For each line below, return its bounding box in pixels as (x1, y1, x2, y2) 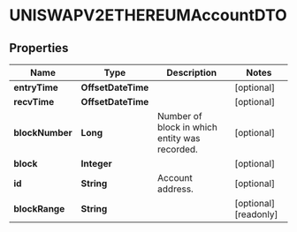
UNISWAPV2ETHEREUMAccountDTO (9, 5, 287, 26)
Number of (157, 110, 202, 122)
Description (166, 67, 217, 79)
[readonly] (233, 208, 278, 221)
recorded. (157, 143, 199, 155)
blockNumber (13, 127, 72, 138)
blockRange (13, 203, 65, 214)
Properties (9, 41, 69, 56)
